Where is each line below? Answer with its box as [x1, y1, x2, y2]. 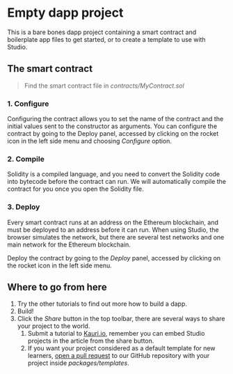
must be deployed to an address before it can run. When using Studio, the [7, 225, 219, 234]
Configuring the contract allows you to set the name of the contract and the [7, 115, 224, 123]
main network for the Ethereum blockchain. [7, 240, 131, 249]
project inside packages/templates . [27, 359, 130, 367]
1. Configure [7, 99, 49, 109]
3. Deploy [7, 202, 40, 212]
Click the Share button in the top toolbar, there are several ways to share [17, 315, 225, 323]
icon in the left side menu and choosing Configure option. [7, 137, 172, 146]
